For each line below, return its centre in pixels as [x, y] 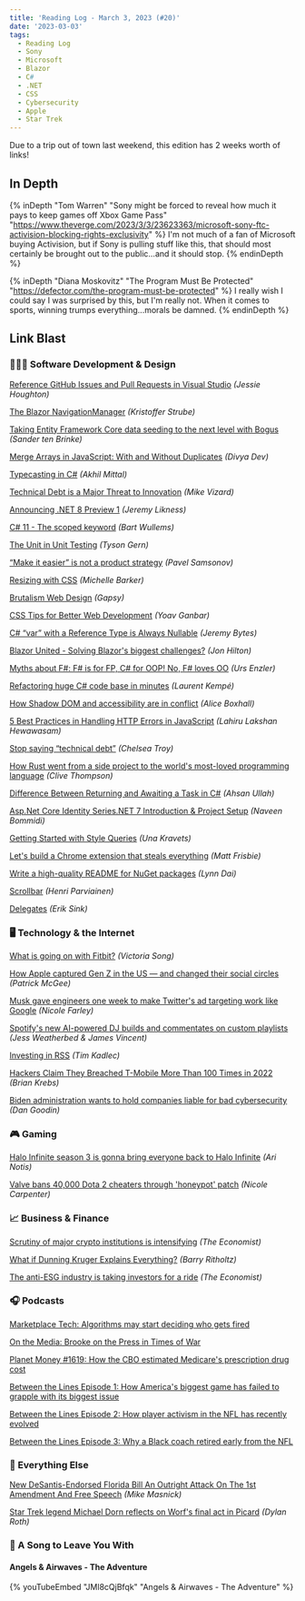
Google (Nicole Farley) [52, 1010]
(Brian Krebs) [34, 1082]
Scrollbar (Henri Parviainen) [62, 891]
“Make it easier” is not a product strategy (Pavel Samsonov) [122, 562]
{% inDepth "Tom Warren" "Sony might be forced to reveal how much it [143, 205]
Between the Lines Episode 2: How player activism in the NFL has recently [148, 1414]
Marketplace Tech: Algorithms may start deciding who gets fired [130, 1324]
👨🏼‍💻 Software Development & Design [93, 365]
